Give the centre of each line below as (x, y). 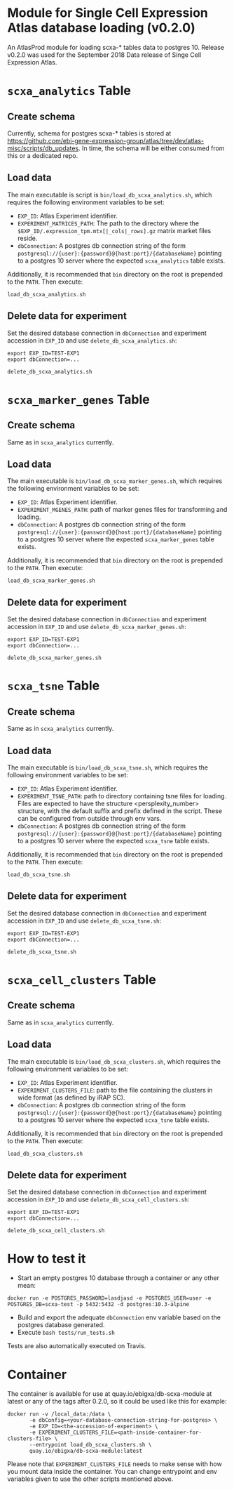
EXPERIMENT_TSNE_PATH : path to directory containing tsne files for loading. (122, 796)
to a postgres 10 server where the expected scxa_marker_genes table (116, 539)
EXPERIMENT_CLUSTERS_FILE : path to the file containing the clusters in (115, 1090)
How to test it (47, 1259)
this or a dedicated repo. (43, 155)
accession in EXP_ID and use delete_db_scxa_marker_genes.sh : (97, 627)
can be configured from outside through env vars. (89, 818)
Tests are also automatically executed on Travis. (77, 1346)
